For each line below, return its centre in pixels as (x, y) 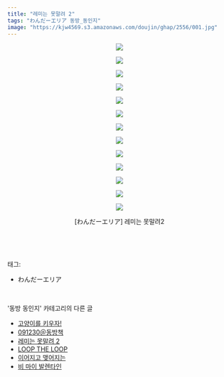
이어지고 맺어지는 (42, 358)
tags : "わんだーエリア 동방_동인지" (54, 21)
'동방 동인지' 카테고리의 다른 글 (50, 308)
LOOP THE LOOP (43, 349)
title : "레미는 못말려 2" (41, 14)
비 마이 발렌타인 (39, 366)
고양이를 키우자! (39, 324)
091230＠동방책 (41, 332)
